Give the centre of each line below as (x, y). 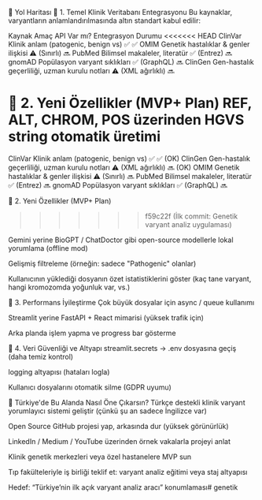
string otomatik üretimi (85, 137)
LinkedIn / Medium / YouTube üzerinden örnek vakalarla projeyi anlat (119, 441)
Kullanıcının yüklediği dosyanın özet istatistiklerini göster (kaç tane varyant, (130, 278)
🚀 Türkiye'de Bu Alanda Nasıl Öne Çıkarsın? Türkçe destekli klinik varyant (127, 402)
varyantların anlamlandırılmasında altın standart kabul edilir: (104, 21)
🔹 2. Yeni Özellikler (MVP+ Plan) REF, (130, 103)
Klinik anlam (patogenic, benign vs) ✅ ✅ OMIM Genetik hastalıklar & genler (129, 44)
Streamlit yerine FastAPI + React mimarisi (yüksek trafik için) (106, 317)
